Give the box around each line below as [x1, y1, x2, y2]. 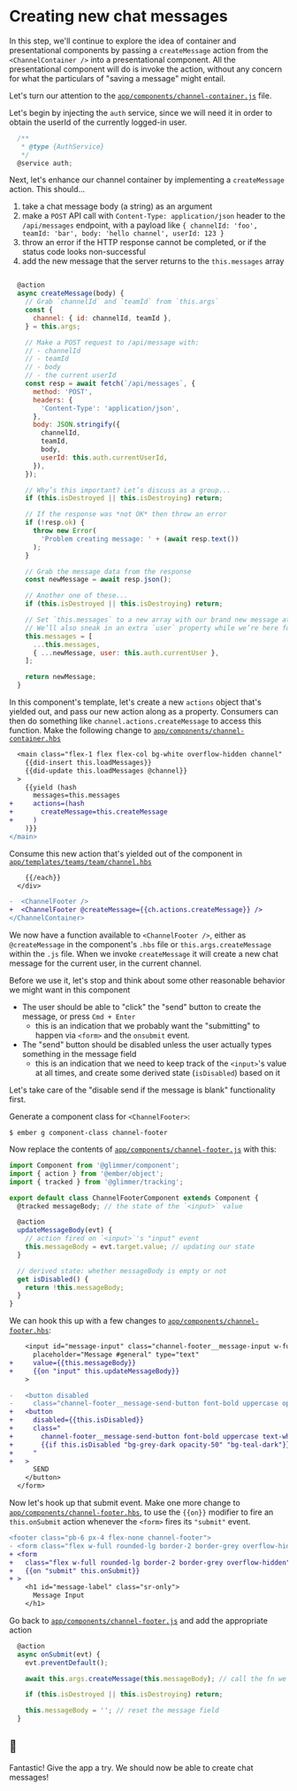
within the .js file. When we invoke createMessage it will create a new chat [9, 949, 278, 960]
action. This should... [9, 184, 86, 195]
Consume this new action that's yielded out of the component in [9, 848, 243, 859]
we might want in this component [9, 984, 131, 995]
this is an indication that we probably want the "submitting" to [34, 1021, 261, 1031]
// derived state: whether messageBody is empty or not [17, 1266, 227, 1276]
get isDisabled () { [17, 1275, 89, 1284]
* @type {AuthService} [20, 142, 104, 151]
